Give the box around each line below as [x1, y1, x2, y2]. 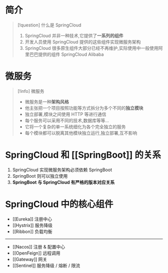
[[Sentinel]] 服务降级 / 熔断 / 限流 [12, 263, 80, 269]
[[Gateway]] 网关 [12, 256, 47, 262]
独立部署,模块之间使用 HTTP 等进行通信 [24, 111, 106, 117]
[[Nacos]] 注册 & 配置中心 [12, 244, 65, 250]
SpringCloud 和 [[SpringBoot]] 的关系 [5, 149, 161, 161]
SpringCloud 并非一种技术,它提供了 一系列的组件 [24, 32, 123, 38]
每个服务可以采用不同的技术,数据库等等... [24, 117, 109, 123]
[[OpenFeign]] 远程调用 [12, 250, 60, 256]
